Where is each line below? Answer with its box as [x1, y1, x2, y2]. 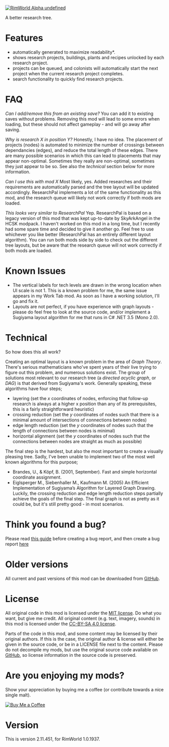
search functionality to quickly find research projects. [12, 76, 124, 82]
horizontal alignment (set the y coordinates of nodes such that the [12, 433, 150, 439]
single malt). [5, 692, 31, 698]
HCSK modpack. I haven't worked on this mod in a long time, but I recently [5, 220, 160, 226]
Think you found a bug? [5, 519, 106, 530]
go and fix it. [12, 298, 39, 304]
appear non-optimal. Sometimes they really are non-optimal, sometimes [5, 158, 155, 164]
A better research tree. [5, 15, 52, 20]
